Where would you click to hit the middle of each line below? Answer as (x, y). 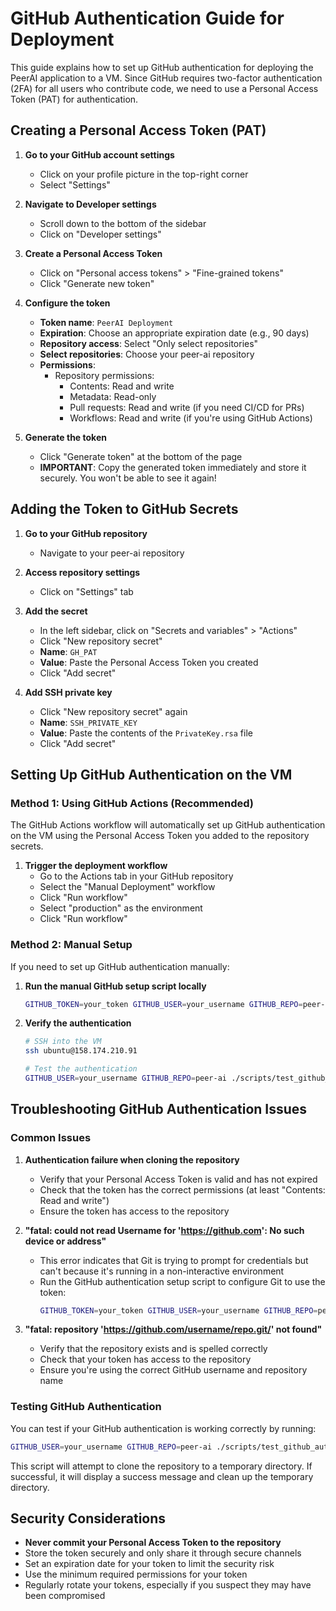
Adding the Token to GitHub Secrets (124, 509)
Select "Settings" (75, 184)
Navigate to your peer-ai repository (112, 553)
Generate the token (65, 437)
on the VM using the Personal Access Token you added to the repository (160, 836)
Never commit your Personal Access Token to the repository (153, 1543)
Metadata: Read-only (113, 396)
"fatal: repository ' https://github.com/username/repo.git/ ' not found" (173, 1329)
